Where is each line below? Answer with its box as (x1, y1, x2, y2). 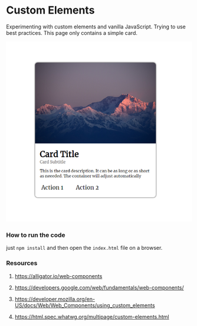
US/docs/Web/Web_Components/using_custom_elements (14, 302, 155, 309)
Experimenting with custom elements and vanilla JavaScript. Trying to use (6, 23, 186, 30)
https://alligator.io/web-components (14, 272, 103, 279)
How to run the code (6, 231, 66, 239)
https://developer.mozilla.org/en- (14, 295, 96, 302)
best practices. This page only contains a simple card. (6, 29, 137, 36)
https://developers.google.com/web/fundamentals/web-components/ (14, 284, 184, 291)
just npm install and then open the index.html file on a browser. (6, 244, 163, 252)
